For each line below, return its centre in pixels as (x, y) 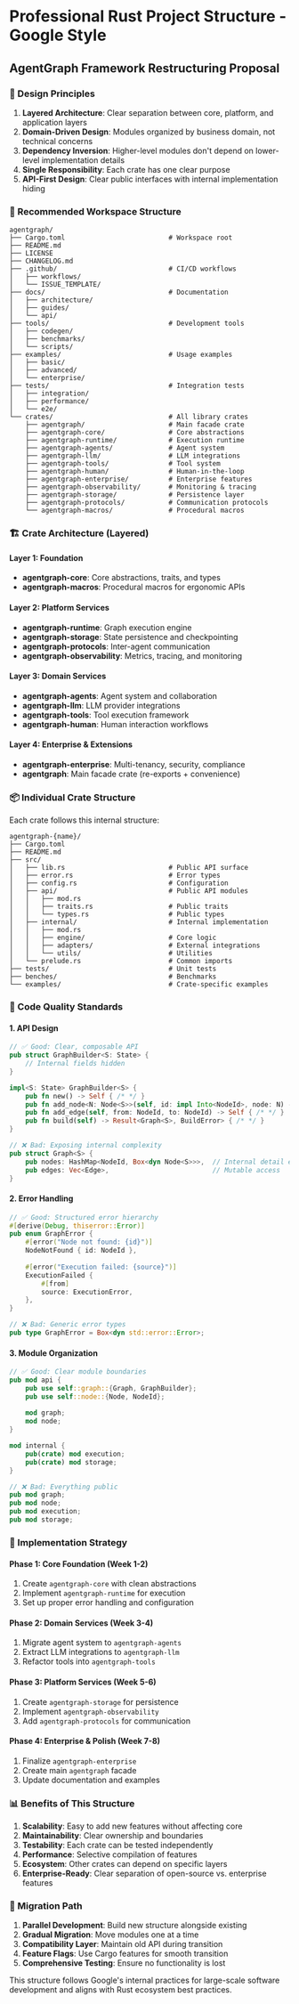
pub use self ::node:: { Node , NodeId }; (95, 1396)
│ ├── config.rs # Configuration (119, 883)
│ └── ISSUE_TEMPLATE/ (55, 285)
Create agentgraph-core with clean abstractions (109, 1584)
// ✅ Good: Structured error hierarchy (84, 1217)
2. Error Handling (41, 1198)
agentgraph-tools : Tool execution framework (105, 715)
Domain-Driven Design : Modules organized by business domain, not (149, 132)
